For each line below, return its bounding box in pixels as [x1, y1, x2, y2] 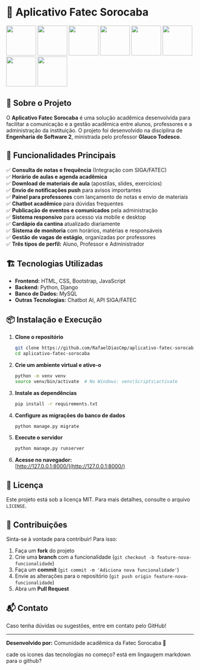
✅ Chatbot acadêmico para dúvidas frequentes [6, 200, 124, 207]
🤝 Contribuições [6, 519, 67, 530]
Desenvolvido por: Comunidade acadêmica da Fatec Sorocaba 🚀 [6, 639, 167, 646]
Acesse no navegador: [14, 457, 73, 464]
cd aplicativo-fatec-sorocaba [14, 351, 90, 357]
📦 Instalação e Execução [6, 314, 102, 325]
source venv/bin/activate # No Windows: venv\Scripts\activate [14, 378, 178, 384]
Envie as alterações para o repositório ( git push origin [14, 572, 152, 579]
